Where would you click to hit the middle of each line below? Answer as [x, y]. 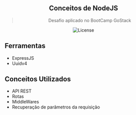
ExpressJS [23, 58]
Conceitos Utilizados [38, 79]
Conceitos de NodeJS [83, 8]
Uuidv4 [19, 63]
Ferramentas [25, 46]
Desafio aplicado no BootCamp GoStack [90, 20]
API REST [22, 91]
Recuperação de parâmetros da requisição [56, 107]
